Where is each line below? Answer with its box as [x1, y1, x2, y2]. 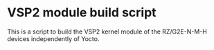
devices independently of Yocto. [7, 34, 100, 42]
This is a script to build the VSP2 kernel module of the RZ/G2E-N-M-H [7, 27, 208, 36]
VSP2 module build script [7, 5, 157, 21]
